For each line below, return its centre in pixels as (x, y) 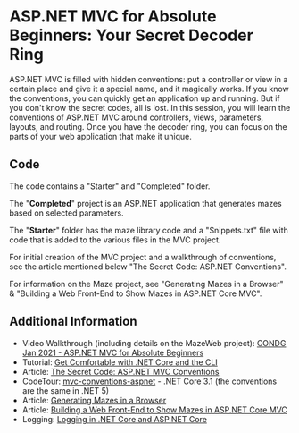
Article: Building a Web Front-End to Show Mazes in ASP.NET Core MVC (155, 410)
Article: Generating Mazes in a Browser (94, 400)
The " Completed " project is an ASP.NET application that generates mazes (146, 203)
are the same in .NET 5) (66, 390)
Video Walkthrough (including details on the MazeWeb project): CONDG (154, 343)
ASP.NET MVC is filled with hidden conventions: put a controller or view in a (149, 79)
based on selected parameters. (66, 213)
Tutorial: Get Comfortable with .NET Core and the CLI (120, 362)
